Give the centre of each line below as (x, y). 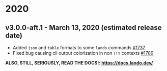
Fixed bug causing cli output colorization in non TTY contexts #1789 (83, 53)
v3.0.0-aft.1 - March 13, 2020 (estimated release (83, 28)
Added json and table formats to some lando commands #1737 (79, 48)
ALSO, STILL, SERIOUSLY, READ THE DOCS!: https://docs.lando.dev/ (79, 63)
